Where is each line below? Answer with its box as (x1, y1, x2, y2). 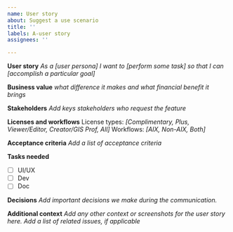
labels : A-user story (7, 30, 71, 37)
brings (7, 91, 26, 99)
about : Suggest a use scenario (7, 17, 99, 24)
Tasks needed (7, 153, 49, 161)
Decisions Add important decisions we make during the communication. (7, 196, 218, 205)
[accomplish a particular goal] (7, 70, 95, 78)
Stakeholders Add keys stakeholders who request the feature (7, 104, 187, 112)
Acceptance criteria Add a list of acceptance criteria (7, 138, 162, 148)
